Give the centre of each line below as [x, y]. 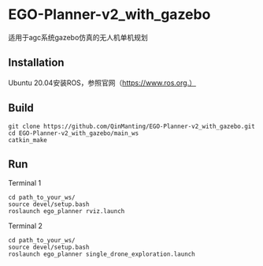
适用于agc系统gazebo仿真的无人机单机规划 [78, 37]
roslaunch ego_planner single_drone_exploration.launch [102, 254]
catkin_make [28, 140]
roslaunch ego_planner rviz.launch [67, 212]
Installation [36, 63]
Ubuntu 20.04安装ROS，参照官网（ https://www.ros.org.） [102, 82]
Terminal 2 [26, 226]
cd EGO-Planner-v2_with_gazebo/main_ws [74, 133]
